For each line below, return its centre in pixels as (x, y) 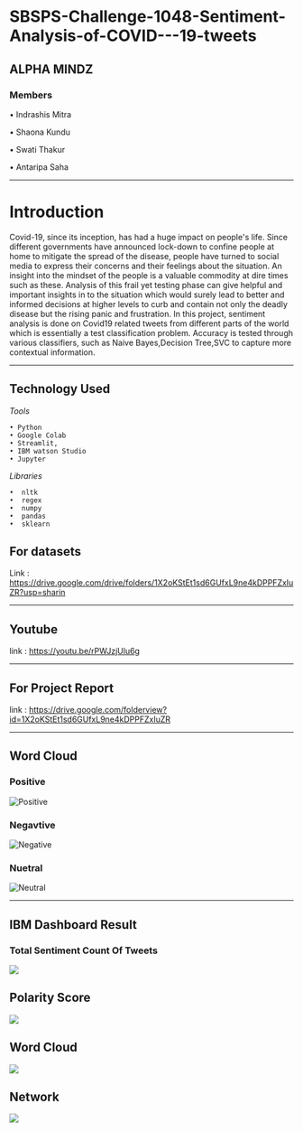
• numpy (26, 508)
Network (35, 1097)
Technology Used (60, 389)
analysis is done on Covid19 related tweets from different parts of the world (149, 323)
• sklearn (30, 524)
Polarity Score (50, 998)
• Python (26, 427)
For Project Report (62, 688)
